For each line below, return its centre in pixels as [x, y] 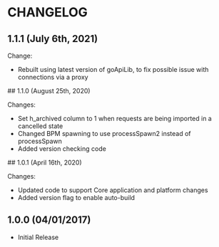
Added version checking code [62, 149]
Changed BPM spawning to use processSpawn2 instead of [104, 133]
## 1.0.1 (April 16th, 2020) [45, 162]
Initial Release [38, 237]
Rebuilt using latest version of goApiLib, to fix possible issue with [113, 69]
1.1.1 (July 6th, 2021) [53, 39]
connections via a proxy [53, 77]
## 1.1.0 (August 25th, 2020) [49, 91]
